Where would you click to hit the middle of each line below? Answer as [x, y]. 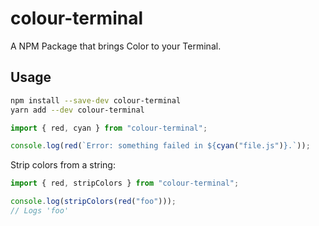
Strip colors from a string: [63, 165]
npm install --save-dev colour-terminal [96, 100]
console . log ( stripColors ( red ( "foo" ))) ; [93, 202]
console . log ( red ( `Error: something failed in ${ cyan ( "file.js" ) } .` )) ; [160, 146]
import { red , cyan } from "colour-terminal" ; [109, 128]
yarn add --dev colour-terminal [77, 110]
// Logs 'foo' [40, 211]
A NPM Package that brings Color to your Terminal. [116, 46]
